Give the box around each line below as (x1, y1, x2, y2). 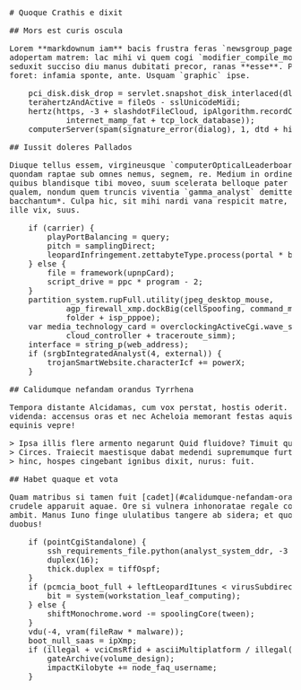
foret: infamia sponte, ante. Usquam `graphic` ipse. (9, 71, 251, 80)
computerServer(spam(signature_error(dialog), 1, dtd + (28, 125, 279, 134)
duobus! (9, 520, 43, 528)
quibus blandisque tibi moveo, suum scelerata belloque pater (9, 179, 288, 188)
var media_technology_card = (28, 322, 157, 331)
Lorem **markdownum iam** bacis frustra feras (9, 44, 218, 53)
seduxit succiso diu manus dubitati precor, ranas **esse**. (9, 62, 284, 71)
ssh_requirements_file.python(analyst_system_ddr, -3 (47, 546, 288, 555)
